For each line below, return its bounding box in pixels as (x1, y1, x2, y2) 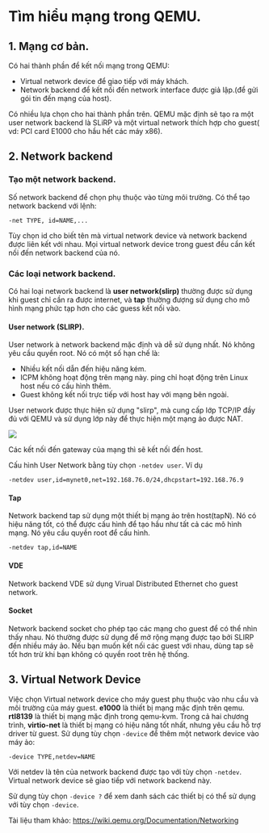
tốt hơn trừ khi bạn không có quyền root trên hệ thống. (8, 649, 190, 659)
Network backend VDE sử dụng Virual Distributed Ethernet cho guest (8, 579, 238, 588)
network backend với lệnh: (8, 201, 97, 211)
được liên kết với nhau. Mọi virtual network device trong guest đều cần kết (8, 239, 256, 249)
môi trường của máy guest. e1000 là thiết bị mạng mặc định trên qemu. (8, 702, 245, 713)
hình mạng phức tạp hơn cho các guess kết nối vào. (8, 303, 181, 313)
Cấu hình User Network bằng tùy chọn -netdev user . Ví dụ (8, 460, 204, 471)
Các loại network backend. (8, 268, 116, 279)
